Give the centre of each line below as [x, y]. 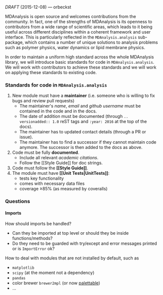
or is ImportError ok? [33, 249]
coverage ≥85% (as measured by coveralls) [63, 189]
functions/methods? [32, 239]
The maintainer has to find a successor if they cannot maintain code [88, 142]
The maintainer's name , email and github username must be [80, 106]
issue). [26, 137]
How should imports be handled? [38, 224]
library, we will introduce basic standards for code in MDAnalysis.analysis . [80, 62]
